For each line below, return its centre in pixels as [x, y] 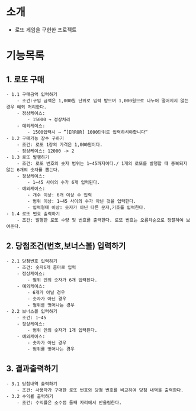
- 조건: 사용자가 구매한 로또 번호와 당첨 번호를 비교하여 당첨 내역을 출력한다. [100, 390]
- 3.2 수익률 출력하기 [30, 396]
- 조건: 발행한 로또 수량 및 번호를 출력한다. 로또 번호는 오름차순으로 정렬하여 [100, 220]
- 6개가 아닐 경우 [46, 292]
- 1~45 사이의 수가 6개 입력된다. [64, 182]
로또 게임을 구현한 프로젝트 [46, 30]
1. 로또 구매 [25, 80]
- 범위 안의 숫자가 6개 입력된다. [62, 280]
